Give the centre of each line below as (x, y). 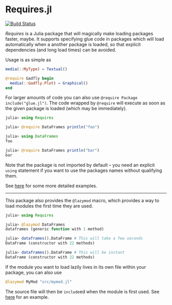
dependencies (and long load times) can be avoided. (61, 50)
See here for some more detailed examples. (51, 186)
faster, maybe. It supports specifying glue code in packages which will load (85, 39)
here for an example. (27, 297)
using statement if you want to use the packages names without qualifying (84, 170)
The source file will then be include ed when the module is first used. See (82, 291)
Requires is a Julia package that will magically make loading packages (79, 33)
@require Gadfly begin (29, 78)
